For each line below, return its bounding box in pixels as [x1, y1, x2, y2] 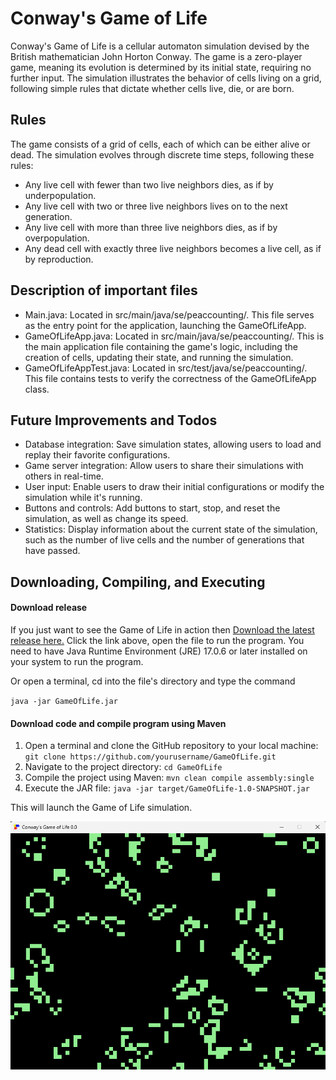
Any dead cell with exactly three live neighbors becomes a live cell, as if [24, 242, 322, 254]
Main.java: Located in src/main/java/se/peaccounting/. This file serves [24, 308, 315, 321]
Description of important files [10, 282, 198, 299]
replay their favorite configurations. [24, 449, 171, 461]
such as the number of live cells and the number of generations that [24, 534, 305, 546]
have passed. [24, 545, 81, 557]
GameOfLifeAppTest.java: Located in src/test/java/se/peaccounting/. [24, 362, 308, 374]
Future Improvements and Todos [10, 412, 218, 429]
